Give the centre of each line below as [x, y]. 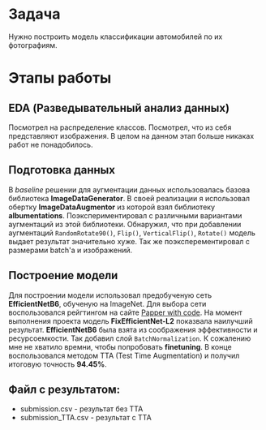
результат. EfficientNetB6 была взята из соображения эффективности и [133, 329]
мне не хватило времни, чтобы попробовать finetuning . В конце [120, 346]
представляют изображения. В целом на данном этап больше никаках [131, 135]
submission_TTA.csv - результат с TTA [86, 418]
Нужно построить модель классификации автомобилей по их [116, 37]
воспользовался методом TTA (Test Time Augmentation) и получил [124, 355]
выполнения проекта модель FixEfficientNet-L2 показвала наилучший [131, 320]
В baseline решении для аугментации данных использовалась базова [129, 189]
